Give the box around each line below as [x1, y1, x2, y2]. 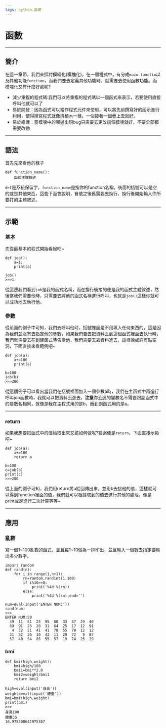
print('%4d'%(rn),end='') [31, 593, 85, 598]
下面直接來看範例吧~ [13, 343, 56, 349]
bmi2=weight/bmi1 [14, 672, 50, 677]
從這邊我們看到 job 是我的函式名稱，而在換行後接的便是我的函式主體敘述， [5, 286, 155, 292]
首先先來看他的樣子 [5, 160, 44, 166]
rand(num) [5, 606, 26, 612]
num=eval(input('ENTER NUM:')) [5, 602, 70, 607]
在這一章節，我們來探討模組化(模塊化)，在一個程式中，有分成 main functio [5, 71, 157, 77]
